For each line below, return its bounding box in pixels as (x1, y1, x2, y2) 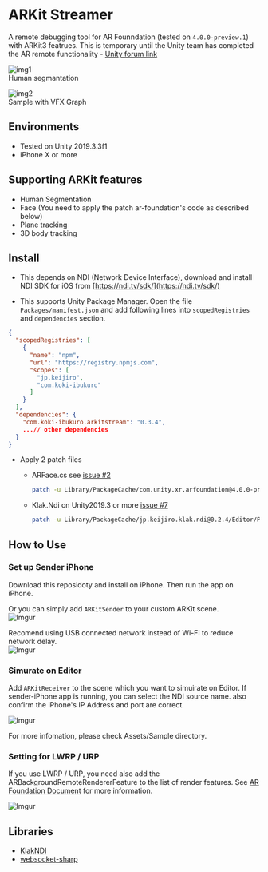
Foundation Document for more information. (8, 786, 153, 796)
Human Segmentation (19, 194, 92, 204)
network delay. (8, 636, 57, 646)
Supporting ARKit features (8, 173, 143, 187)
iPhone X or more (19, 149, 78, 159)
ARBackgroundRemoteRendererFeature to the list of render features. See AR (8, 778, 259, 787)
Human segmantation (8, 73, 79, 82)
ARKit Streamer (8, 6, 114, 24)
